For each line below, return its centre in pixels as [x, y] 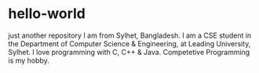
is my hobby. [29, 60]
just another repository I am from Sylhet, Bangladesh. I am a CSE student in [130, 35]
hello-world [47, 14]
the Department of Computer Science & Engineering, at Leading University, [129, 43]
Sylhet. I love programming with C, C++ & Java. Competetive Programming [129, 52]
